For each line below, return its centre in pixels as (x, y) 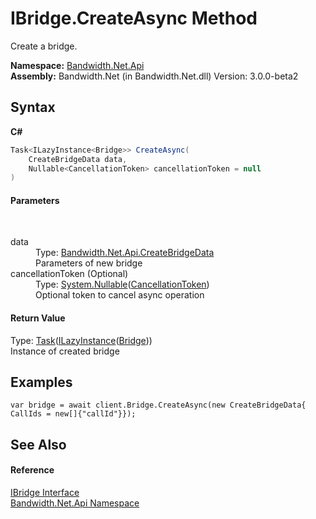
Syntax (33, 107)
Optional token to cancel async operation (120, 295)
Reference (32, 470)
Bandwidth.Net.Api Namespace (75, 503)
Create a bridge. (44, 46)
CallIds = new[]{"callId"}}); (73, 414)
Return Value (38, 318)
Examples (41, 382)
